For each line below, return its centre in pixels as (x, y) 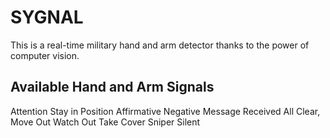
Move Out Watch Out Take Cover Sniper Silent (105, 122)
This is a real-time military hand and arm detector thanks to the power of (160, 45)
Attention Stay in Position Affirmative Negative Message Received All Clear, (165, 111)
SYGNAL (47, 17)
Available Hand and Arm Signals (112, 87)
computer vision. (45, 55)
